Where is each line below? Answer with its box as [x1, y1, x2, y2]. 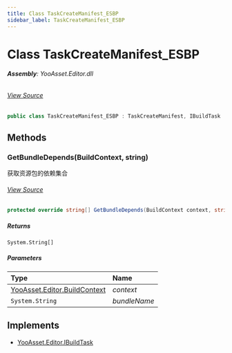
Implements [7, 320, 60, 332]
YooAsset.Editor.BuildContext [10, 285, 106, 295]
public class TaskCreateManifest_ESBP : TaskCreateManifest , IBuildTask [7, 112, 221, 120]
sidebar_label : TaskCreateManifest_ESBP [7, 17, 126, 24]
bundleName [112, 296, 155, 306]
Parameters [7, 253, 42, 262]
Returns [7, 221, 31, 230]
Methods [7, 132, 47, 143]
